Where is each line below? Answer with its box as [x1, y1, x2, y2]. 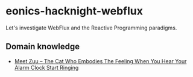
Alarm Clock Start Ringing [14, 64, 79, 71]
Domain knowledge [5, 42, 80, 52]
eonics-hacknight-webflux [5, 4, 143, 18]
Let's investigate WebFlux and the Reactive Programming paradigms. [5, 24, 177, 31]
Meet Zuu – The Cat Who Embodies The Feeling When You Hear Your [14, 57, 187, 64]
